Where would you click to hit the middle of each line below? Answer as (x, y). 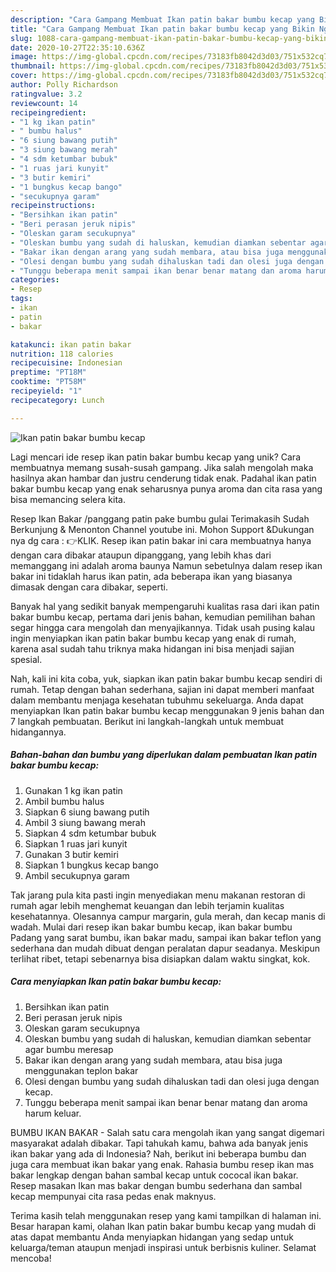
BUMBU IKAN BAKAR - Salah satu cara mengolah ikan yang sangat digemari (167, 1132)
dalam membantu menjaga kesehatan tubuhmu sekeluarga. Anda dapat (157, 700)
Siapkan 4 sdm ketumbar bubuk (90, 833)
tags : (21, 299)
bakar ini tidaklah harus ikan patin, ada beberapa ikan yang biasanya (151, 576)
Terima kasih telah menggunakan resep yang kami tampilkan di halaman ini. (166, 1215)
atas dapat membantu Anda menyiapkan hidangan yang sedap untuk (152, 1237)
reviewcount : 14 (44, 103)
